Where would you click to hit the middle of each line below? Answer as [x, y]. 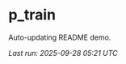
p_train [32, 15]
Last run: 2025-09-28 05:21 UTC [63, 53]
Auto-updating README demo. [60, 37]
